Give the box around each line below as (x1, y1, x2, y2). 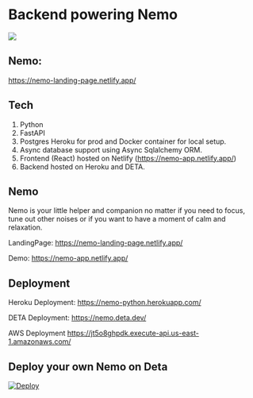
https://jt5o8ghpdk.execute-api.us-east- (67, 328, 200, 338)
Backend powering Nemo (8, 6, 178, 24)
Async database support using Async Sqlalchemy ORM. (19, 145, 203, 154)
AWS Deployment (8, 328, 66, 338)
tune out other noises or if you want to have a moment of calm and (8, 214, 226, 224)
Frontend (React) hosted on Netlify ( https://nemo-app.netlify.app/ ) (19, 153, 236, 163)
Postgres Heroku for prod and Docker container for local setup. (19, 137, 227, 146)
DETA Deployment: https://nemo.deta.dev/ (8, 313, 147, 323)
